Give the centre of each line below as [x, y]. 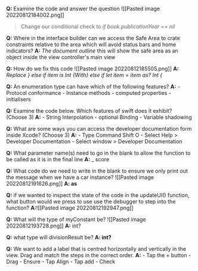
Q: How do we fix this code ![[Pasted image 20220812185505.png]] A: [92, 69]
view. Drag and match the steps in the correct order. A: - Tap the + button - [99, 255]
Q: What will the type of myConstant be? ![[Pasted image [76, 219]
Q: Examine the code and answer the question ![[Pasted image [83, 9]
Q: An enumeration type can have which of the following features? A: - [93, 87]
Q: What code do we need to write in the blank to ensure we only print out [97, 171]
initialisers [18, 99]
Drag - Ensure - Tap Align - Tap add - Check [61, 261]
